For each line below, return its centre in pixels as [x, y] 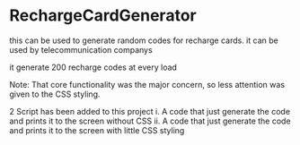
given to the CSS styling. [55, 94]
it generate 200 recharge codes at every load [93, 67]
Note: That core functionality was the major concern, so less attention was [147, 84]
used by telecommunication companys [81, 49]
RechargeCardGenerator [103, 16]
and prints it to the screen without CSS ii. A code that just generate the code [150, 121]
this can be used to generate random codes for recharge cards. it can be [144, 40]
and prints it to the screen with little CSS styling [97, 130]
